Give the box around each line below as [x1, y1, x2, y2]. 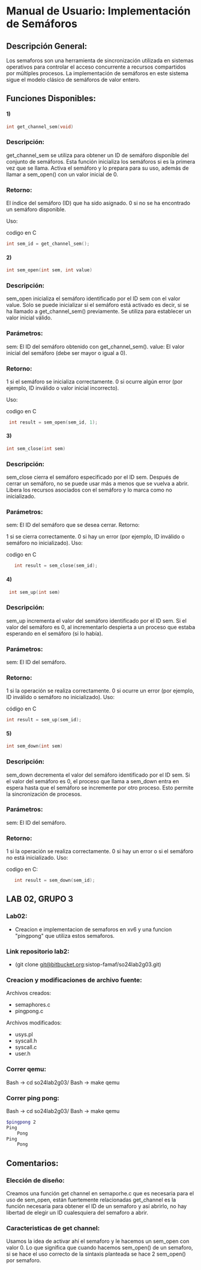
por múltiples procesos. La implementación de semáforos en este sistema [6, 70, 189, 76]
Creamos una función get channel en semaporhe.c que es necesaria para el [6, 1189, 194, 1197]
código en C [6, 705, 37, 712]
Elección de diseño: [6, 1176, 65, 1185]
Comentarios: [6, 1158, 59, 1168]
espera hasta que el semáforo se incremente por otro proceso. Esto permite [6, 784, 194, 791]
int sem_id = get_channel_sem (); [6, 241, 90, 247]
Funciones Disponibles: [6, 93, 96, 103]
